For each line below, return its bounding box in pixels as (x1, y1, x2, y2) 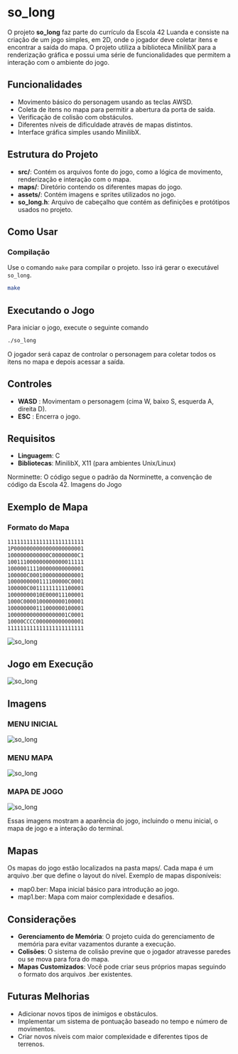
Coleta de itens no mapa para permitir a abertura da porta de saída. (17, 105, 215, 114)
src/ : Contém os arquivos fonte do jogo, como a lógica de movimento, (17, 167, 223, 176)
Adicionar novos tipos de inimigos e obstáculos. (17, 1009, 158, 1018)
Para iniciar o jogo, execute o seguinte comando (7, 323, 149, 332)
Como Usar (7, 226, 58, 238)
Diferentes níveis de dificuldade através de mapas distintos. (17, 120, 193, 129)
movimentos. (17, 1024, 56, 1033)
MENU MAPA (7, 752, 53, 762)
